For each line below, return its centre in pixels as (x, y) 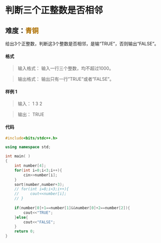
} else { (21, 217)
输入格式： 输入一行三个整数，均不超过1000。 (66, 68)
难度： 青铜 (22, 31)
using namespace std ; (28, 147)
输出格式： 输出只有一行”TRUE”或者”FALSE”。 (66, 79)
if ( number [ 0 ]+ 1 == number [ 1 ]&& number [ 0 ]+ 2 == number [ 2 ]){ (72, 208)
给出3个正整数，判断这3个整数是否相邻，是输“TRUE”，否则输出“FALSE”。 (82, 44)
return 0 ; (25, 231)
